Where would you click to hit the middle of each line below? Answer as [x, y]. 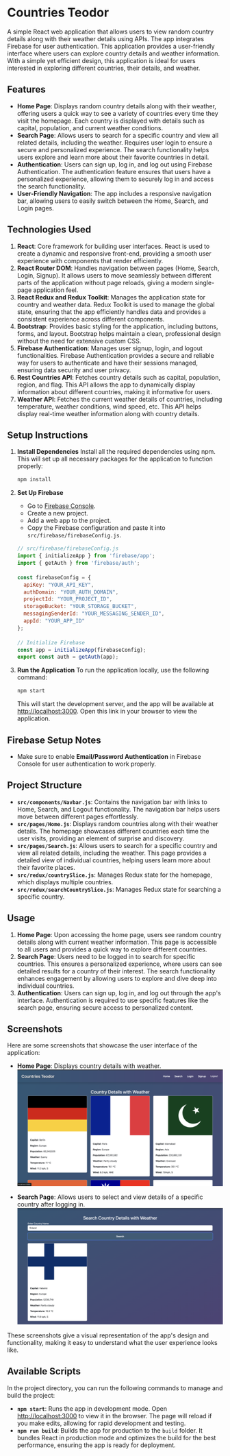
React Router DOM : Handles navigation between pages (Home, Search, [118, 268]
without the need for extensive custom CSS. [79, 341]
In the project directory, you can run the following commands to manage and [115, 1388]
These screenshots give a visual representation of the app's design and [108, 1335]
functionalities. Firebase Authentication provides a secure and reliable [115, 355]
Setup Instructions [48, 435]
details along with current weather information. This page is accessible [117, 942]
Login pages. [36, 208]
